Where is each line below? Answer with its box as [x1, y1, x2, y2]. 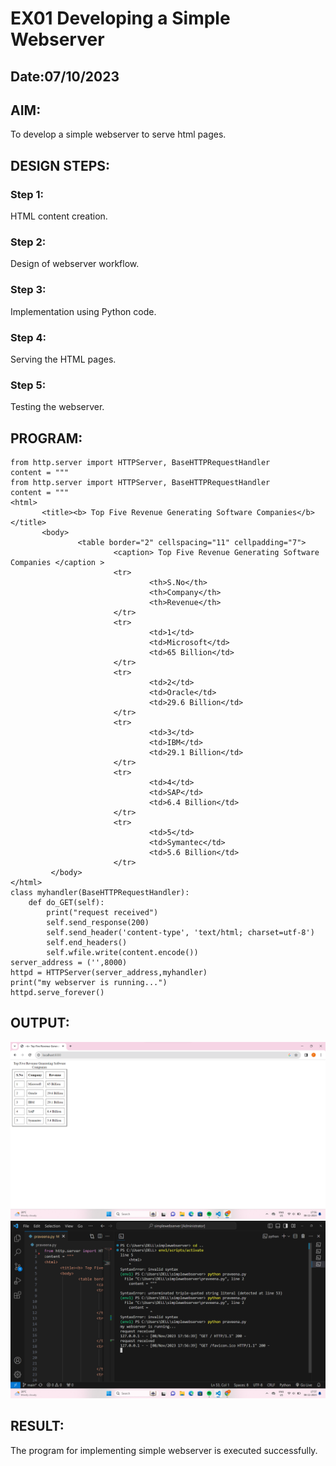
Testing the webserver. [10, 401, 105, 413]
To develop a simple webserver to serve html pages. [10, 128, 227, 141]
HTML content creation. [10, 210, 108, 222]
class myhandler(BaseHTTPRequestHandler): [10, 888, 190, 898]
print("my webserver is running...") [10, 978, 168, 988]
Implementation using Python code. [10, 305, 157, 317]
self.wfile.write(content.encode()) [46, 948, 199, 958]
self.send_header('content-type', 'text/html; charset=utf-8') [46, 928, 315, 938]
